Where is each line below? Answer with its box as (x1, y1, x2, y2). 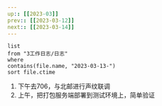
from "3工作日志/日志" (7, 50, 68, 57)
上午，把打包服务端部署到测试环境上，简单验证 (17, 91, 155, 100)
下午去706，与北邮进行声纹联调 (17, 82, 111, 90)
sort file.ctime (7, 69, 55, 76)
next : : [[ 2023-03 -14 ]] (7, 23, 75, 30)
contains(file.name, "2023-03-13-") (7, 63, 116, 70)
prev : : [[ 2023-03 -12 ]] (7, 17, 75, 24)
